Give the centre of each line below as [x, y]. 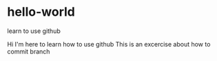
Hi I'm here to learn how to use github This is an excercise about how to [109, 44]
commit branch [29, 51]
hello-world [41, 12]
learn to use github [34, 31]
